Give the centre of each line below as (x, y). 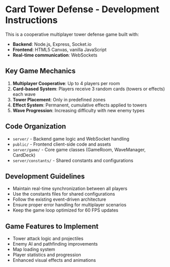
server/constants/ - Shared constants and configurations (73, 160)
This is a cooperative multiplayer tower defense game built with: (72, 34)
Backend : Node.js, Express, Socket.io (52, 44)
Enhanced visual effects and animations (54, 260)
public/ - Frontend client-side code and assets (62, 144)
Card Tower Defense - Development (82, 9)
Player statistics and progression (47, 255)
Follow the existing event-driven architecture (59, 199)
